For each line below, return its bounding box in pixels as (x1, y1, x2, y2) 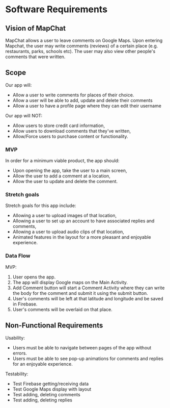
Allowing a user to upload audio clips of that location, (12, 228, 125, 235)
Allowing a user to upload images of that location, (12, 213, 117, 219)
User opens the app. (12, 274, 56, 280)
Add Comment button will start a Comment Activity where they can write (12, 285, 165, 291)
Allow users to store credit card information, (12, 122, 105, 129)
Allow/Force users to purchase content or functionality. (12, 133, 128, 139)
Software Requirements (5, 4, 108, 15)
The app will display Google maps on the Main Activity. (12, 279, 128, 285)
